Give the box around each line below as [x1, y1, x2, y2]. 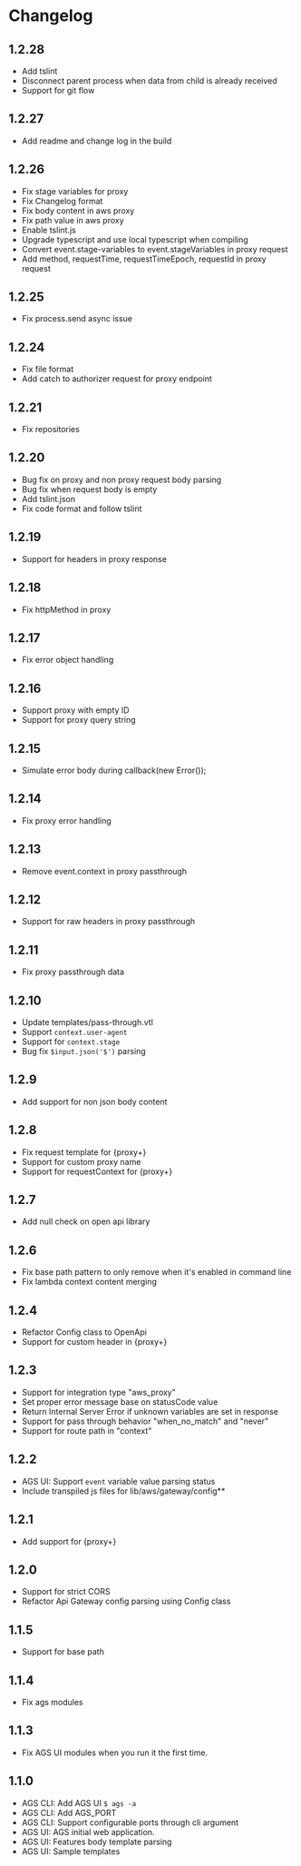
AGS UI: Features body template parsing [21, 1836, 172, 1847]
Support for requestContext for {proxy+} [21, 1166, 173, 1177]
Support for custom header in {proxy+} [21, 1337, 168, 1348]
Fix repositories [21, 424, 81, 435]
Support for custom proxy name [21, 1156, 141, 1167]
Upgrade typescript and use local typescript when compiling [21, 233, 248, 245]
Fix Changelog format [21, 195, 103, 206]
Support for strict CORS [21, 1586, 111, 1597]
